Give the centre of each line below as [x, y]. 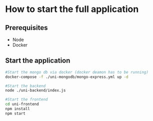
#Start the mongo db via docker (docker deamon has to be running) [77, 72]
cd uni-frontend [22, 104]
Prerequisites [26, 28]
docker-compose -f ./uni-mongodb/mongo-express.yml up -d [67, 77]
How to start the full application [72, 9]
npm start [15, 113]
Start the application [38, 61]
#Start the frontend [27, 99]
